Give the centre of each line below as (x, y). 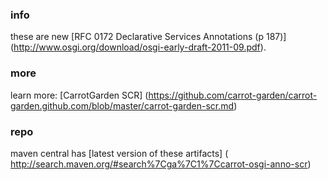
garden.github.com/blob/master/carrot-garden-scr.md (122, 105)
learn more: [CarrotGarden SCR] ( (79, 95)
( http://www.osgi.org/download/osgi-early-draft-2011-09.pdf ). (138, 47)
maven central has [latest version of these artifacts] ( (119, 153)
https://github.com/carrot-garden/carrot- (233, 95)
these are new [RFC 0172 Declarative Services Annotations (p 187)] (148, 37)
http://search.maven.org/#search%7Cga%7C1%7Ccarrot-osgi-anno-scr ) (161, 164)
